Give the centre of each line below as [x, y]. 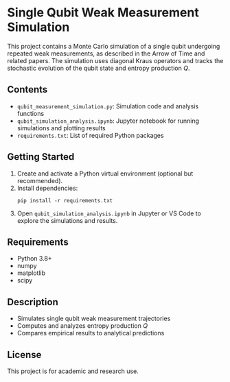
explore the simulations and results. [67, 220]
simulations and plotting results [61, 128]
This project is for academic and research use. [73, 371]
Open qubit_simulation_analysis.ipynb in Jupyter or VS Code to [109, 213]
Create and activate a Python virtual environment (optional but [105, 174]
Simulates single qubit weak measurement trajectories [94, 319]
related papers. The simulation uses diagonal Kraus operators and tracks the [115, 60]
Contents [27, 89]
